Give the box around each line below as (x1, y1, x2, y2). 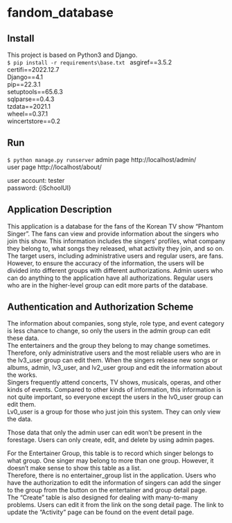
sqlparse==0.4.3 (7, 95, 55, 103)
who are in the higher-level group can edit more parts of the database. (7, 281, 208, 289)
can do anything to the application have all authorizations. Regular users (7, 274, 213, 282)
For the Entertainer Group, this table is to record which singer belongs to (7, 449, 213, 458)
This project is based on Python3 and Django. (7, 51, 138, 59)
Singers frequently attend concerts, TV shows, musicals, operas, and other (7, 378, 222, 387)
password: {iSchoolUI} (7, 184, 71, 192)
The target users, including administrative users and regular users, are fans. (7, 251, 224, 260)
